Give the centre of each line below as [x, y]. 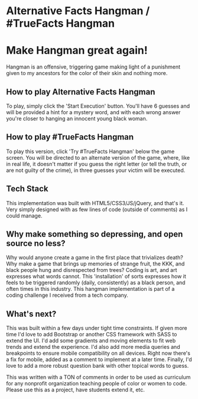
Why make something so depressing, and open [95, 234]
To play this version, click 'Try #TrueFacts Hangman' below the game [90, 151]
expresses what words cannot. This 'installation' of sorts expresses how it [96, 277]
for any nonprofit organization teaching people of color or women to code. [97, 384]
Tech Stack [27, 189]
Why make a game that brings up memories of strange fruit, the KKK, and [95, 264]
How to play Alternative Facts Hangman [81, 92]
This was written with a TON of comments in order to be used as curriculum [98, 377]
